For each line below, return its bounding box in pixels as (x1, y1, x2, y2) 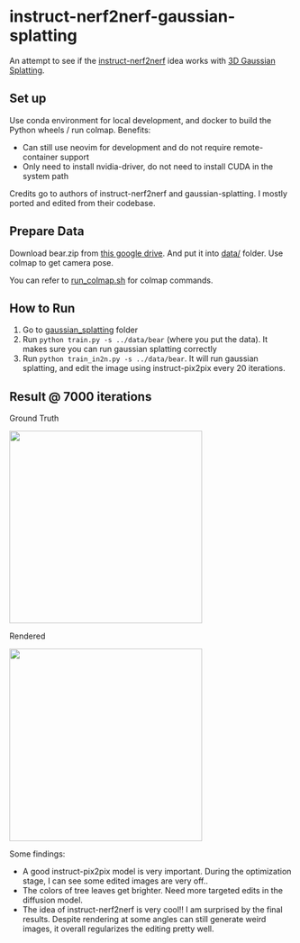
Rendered (9, 630, 46, 641)
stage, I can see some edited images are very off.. (22, 875, 209, 886)
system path (22, 170, 69, 181)
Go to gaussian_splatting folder (22, 324, 138, 335)
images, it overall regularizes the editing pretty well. (22, 923, 214, 934)
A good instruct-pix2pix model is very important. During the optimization (22, 866, 292, 877)
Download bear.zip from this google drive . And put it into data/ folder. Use (9, 248, 284, 258)
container (22, 151, 59, 162)
